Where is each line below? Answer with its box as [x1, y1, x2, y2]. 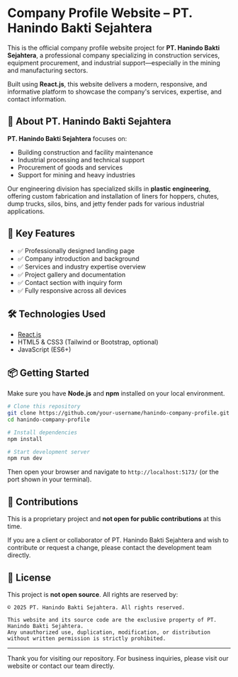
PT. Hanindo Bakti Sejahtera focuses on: [7, 134, 127, 142]
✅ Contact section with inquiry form [17, 278, 123, 286]
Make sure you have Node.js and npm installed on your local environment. [7, 389, 225, 398]
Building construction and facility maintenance [17, 147, 154, 157]
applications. [7, 207, 45, 216]
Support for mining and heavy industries [17, 170, 136, 179]
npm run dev [7, 455, 42, 462]
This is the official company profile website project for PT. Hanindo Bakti [7, 43, 220, 52]
